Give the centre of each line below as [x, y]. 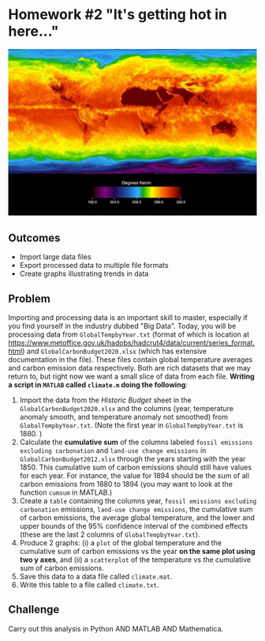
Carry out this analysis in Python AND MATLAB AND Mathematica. [116, 628]
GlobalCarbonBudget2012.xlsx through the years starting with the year [132, 458]
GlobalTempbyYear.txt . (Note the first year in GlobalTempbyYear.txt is [131, 425]
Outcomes [34, 238]
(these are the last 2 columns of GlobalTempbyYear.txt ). [110, 534]
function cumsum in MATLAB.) [66, 492]
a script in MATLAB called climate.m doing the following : [98, 384]
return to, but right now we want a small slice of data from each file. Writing [131, 376]
